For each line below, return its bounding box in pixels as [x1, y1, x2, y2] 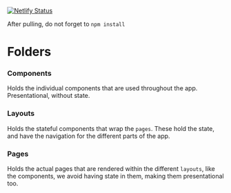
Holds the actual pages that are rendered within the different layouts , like [7, 165, 215, 173]
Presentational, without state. [7, 92, 90, 100]
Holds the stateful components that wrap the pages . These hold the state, [7, 124, 215, 132]
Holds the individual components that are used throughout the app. [7, 84, 198, 92]
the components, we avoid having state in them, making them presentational [7, 172, 224, 181]
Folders [7, 44, 52, 60]
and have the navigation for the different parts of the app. [7, 132, 170, 140]
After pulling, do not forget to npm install [7, 20, 125, 28]
